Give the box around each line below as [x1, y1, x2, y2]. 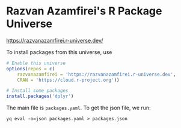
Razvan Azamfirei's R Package [6, 4, 162, 18]
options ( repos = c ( [6, 66, 55, 72]
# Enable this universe [6, 60, 66, 66]
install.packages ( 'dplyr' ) [6, 93, 74, 100]
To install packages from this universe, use [6, 48, 112, 55]
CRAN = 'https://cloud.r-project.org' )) [17, 77, 120, 83]
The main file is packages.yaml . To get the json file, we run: [6, 104, 152, 112]
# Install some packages [6, 88, 69, 94]
